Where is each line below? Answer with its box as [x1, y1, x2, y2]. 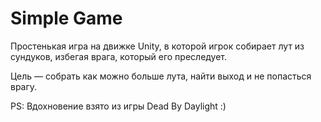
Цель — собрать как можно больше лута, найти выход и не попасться [10, 70, 312, 82]
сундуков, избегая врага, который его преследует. [10, 50, 228, 62]
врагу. [10, 80, 38, 92]
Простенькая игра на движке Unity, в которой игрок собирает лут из [10, 40, 305, 52]
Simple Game [10, 7, 123, 30]
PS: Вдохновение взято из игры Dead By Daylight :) [10, 100, 227, 112]
